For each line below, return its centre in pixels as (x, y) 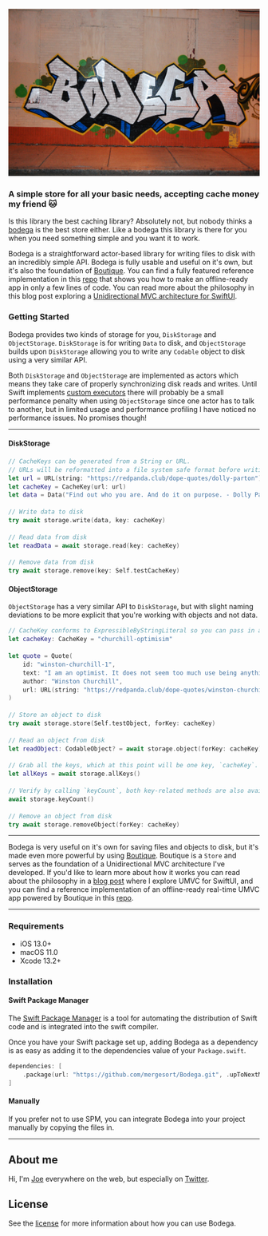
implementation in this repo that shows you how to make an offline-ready (128, 279)
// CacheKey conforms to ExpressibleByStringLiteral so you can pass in (132, 631)
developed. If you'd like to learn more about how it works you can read (124, 873)
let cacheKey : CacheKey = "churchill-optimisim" (91, 640)
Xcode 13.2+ (40, 961)
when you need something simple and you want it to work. (104, 238)
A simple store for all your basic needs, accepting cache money (134, 194)
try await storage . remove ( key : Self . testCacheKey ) (94, 571)
